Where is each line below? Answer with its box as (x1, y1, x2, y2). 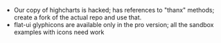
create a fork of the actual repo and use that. (13, 13, 142, 21)
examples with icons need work (13, 28, 105, 36)
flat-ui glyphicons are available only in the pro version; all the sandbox (13, 21, 214, 28)
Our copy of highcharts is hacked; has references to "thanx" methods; (13, 6, 215, 14)
